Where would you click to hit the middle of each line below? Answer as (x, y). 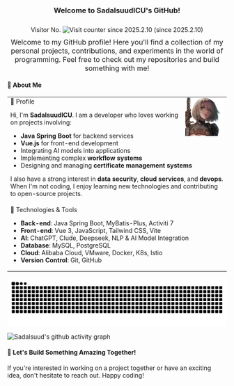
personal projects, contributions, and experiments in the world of (117, 51)
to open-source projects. (46, 194)
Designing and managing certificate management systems (107, 166)
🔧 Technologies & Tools (44, 209)
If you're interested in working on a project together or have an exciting (109, 368)
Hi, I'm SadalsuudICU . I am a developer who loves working (94, 115)
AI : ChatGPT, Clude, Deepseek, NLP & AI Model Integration (105, 238)
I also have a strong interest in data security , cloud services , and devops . (117, 179)
